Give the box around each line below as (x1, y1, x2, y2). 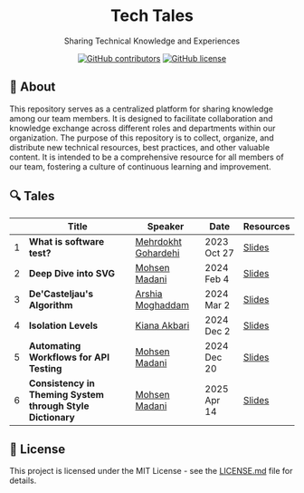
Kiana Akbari (135, 319, 190, 332)
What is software (28, 235, 105, 247)
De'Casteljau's (28, 287, 94, 300)
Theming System (28, 388, 104, 401)
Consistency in (28, 377, 95, 390)
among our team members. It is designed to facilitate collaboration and (9, 112, 273, 123)
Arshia (135, 287, 163, 300)
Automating (28, 339, 81, 352)
